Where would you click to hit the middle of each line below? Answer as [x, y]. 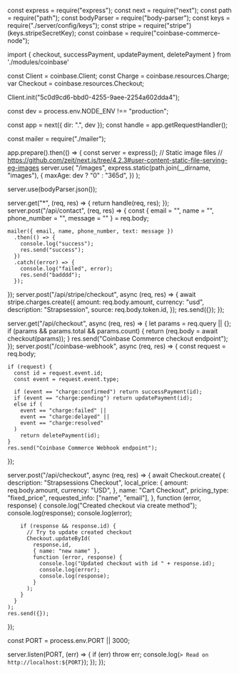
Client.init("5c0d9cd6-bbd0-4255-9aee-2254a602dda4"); [94, 97]
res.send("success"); [52, 250]
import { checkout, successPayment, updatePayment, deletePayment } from [119, 54]
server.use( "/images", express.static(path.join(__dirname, [126, 168]
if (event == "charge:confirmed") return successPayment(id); [108, 392]
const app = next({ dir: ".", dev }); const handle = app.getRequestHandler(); [118, 125]
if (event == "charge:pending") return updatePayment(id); [103, 398]
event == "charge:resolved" [62, 423]
